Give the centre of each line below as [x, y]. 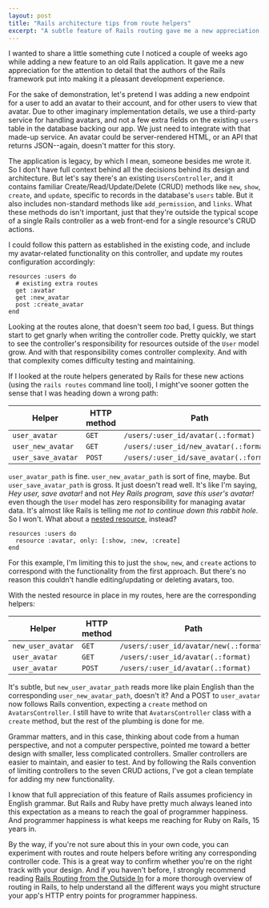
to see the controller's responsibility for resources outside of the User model [134, 344]
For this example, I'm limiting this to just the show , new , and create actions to [132, 563]
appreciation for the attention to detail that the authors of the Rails [117, 71]
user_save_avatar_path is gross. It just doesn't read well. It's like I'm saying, [133, 485]
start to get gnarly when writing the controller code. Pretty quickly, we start [132, 335]
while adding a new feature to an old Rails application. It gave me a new [126, 62]
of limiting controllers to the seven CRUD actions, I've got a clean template [131, 771]
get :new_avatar [42, 298]
